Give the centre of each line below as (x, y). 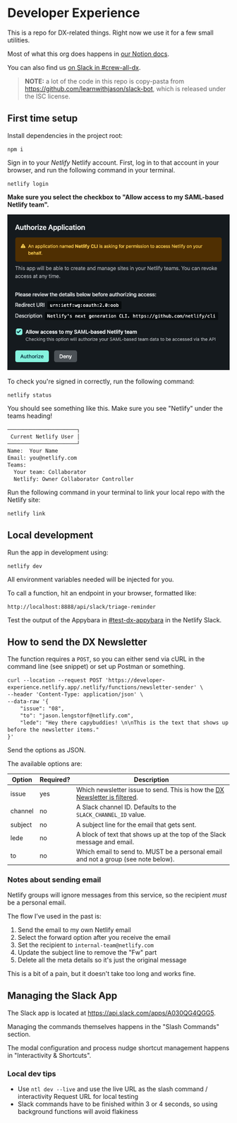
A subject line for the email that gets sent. (136, 825)
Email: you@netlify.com (42, 458)
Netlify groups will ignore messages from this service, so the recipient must (117, 895)
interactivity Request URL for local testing (78, 1097)
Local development (50, 535)
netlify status (30, 395)
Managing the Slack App (62, 996)
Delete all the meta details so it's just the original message (102, 960)
